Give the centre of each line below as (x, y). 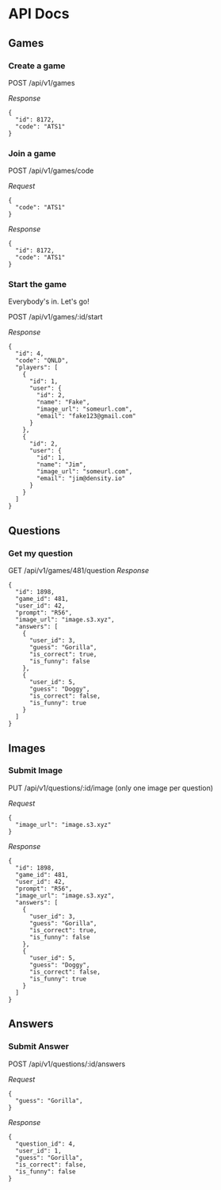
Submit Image (36, 771)
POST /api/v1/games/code (51, 170)
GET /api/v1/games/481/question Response (79, 571)
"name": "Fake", (63, 402)
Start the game (38, 285)
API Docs (39, 14)
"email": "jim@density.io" (81, 479)
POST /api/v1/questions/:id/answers (67, 1064)
